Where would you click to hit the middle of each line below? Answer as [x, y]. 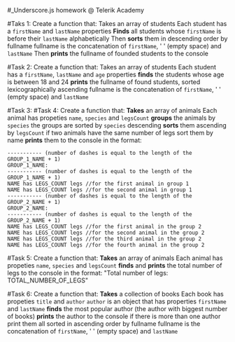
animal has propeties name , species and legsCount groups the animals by [111, 118]
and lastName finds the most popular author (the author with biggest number [117, 309]
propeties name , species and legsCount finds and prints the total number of [115, 265]
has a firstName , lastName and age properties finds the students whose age [116, 74]
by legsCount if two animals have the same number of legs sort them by [110, 133]
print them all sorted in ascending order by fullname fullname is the [104, 324]
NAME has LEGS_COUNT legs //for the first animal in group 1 [98, 184]
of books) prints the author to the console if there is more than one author [114, 316]
